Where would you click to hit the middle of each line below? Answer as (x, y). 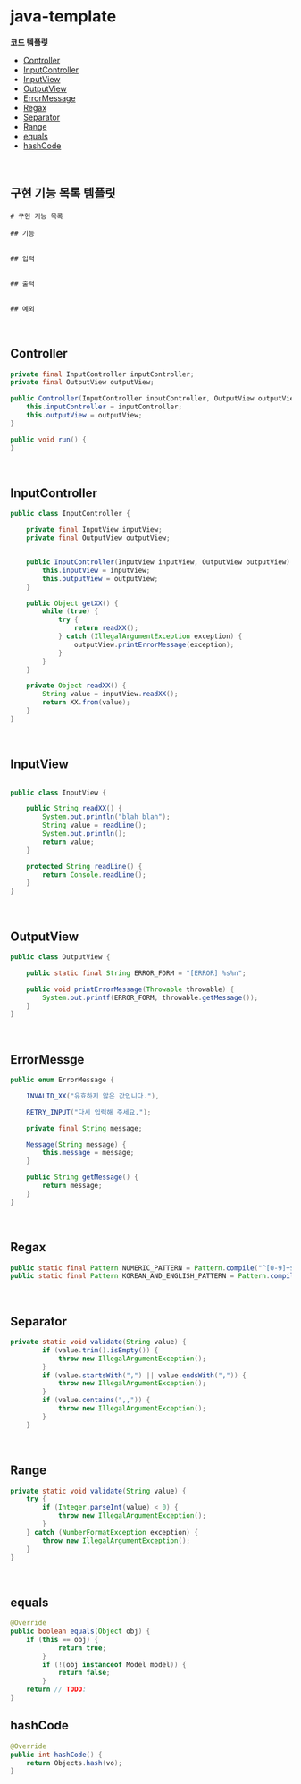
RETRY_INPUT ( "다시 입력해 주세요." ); (89, 1112)
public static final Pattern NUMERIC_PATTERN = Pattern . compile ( (134, 1268)
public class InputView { (58, 793)
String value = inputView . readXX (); (110, 694)
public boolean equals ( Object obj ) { (80, 1632)
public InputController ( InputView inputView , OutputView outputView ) (159, 562)
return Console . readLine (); (94, 875)
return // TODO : (57, 1690)
